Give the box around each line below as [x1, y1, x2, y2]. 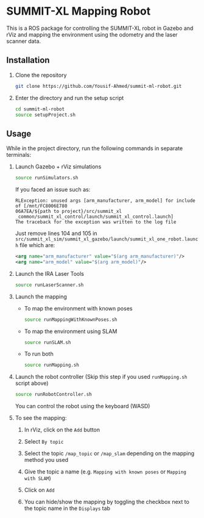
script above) [15, 380, 49, 387]
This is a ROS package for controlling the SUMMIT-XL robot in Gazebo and [6, 24, 194, 32]
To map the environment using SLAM [24, 328, 118, 335]
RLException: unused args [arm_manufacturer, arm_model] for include [15, 198, 196, 204]
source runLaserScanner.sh [15, 282, 84, 288]
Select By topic [24, 438, 64, 445]
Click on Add [24, 486, 55, 494]
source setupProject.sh [15, 112, 76, 118]
